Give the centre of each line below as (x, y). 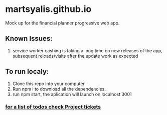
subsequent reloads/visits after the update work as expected (75, 56)
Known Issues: (29, 39)
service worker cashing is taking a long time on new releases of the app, (87, 50)
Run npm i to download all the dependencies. (59, 89)
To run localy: (27, 71)
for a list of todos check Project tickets (53, 107)
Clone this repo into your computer (49, 84)
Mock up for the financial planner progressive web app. (62, 23)
